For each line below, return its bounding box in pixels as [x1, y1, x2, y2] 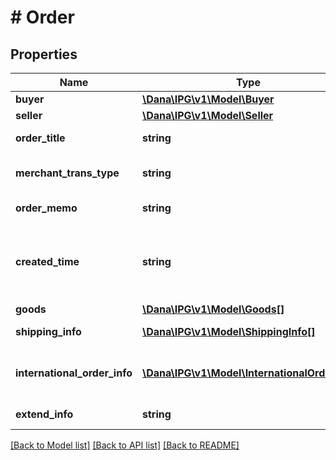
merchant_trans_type [15, 166, 120, 180]
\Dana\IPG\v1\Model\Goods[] [141, 302, 285, 316]
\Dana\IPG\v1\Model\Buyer [141, 92, 275, 106]
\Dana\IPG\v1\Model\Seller [141, 109, 274, 122]
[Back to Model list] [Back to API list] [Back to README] [10, 439, 240, 451]
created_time [15, 255, 80, 268]
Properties [10, 46, 78, 63]
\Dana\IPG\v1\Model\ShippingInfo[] [141, 325, 316, 338]
